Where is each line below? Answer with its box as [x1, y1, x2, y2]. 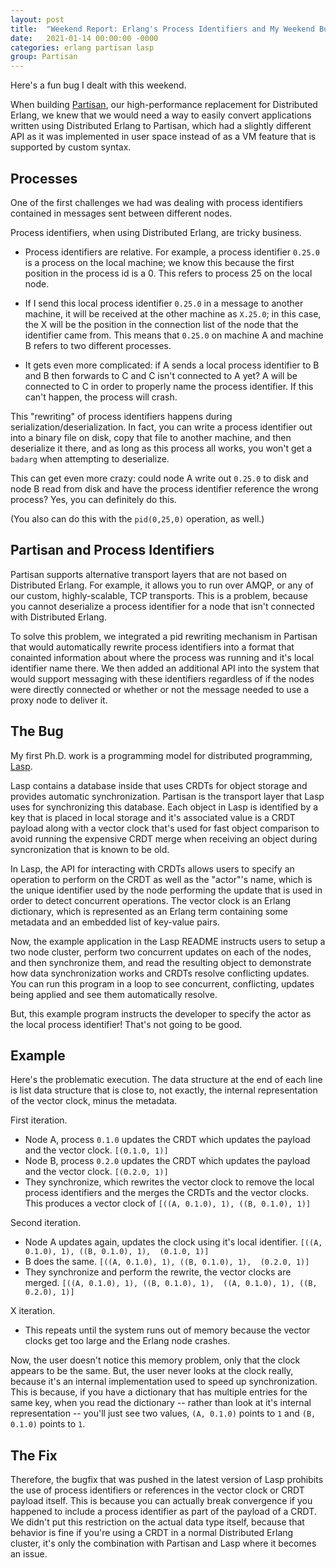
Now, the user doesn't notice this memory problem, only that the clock [10, 1354, 301, 1366]
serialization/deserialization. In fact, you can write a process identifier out [10, 421, 313, 433]
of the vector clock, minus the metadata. [10, 1095, 178, 1107]
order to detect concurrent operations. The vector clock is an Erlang [10, 894, 292, 906]
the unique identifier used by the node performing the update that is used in [10, 884, 323, 896]
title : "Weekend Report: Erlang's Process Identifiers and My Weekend [10, 24, 315, 34]
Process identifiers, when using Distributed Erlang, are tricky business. [10, 226, 302, 238]
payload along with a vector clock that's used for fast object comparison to [10, 822, 320, 834]
